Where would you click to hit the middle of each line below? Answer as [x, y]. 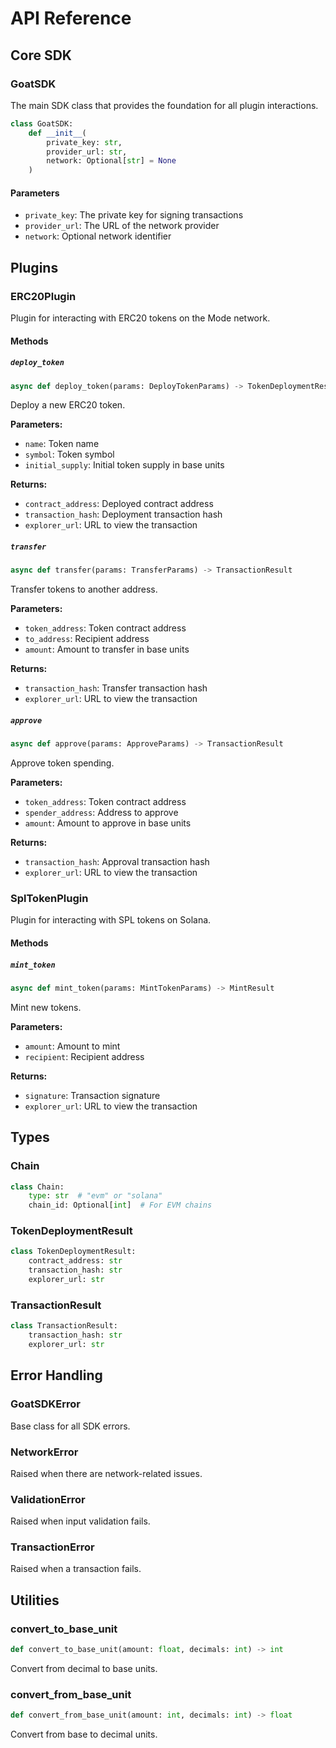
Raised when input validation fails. [80, 1521]
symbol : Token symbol [69, 454]
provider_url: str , [87, 152]
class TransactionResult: [64, 1326]
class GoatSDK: [42, 123]
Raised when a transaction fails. [76, 1569]
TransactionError [52, 1547]
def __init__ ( [57, 133]
